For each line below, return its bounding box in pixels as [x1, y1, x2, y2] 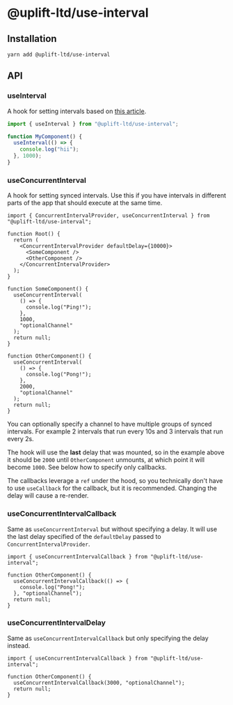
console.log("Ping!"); [25, 304, 92, 311]
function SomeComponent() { [7, 285, 89, 292]
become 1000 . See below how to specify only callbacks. [7, 463, 167, 472]
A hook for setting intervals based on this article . [7, 107, 147, 115]
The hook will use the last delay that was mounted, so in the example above [7, 448, 225, 457]
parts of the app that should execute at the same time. [7, 199, 163, 207]
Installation [7, 33, 57, 45]
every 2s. [7, 435, 34, 443]
